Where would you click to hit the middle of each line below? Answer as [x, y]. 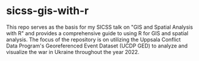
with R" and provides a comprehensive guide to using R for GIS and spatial [97, 33]
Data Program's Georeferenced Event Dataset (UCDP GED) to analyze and [97, 46]
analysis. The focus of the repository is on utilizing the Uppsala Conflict [94, 39]
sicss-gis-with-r [48, 11]
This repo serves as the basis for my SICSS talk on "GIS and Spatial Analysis [99, 27]
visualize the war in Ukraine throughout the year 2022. [73, 52]
